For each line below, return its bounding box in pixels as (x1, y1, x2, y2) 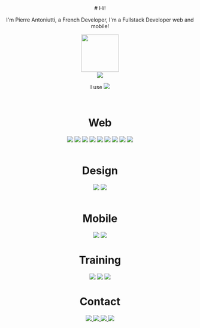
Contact (79, 294, 121, 308)
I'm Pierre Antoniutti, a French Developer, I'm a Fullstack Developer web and (6, 16, 194, 23)
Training (78, 253, 122, 267)
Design (82, 164, 118, 178)
